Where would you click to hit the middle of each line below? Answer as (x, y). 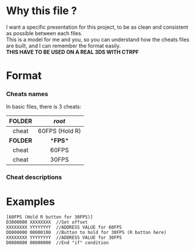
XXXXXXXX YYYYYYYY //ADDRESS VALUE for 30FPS (64, 238)
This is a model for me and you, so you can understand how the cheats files (98, 39)
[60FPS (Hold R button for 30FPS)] (50, 217)
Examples (31, 201)
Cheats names (27, 94)
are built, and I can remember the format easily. (63, 46)
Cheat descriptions (34, 177)
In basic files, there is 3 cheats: (44, 107)
